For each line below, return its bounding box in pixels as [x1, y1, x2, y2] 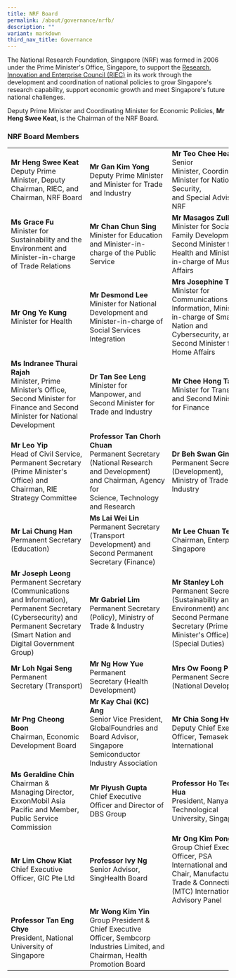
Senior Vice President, [89, 715, 163, 724]
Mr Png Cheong [11, 715, 65, 724]
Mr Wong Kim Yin [89, 907, 150, 917]
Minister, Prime [11, 377, 61, 386]
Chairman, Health [89, 951, 147, 960]
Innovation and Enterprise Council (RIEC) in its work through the [7, 71, 192, 79]
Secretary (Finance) [89, 557, 156, 567]
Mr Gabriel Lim [89, 595, 140, 605]
